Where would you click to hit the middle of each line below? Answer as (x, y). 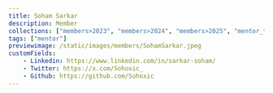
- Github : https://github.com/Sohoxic (89, 76)
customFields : (32, 53)
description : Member (43, 23)
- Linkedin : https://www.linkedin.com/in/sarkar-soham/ (120, 61)
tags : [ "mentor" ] (38, 38)
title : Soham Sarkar (43, 16)
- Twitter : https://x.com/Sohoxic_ (83, 69)
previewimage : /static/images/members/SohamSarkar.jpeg (105, 46)
